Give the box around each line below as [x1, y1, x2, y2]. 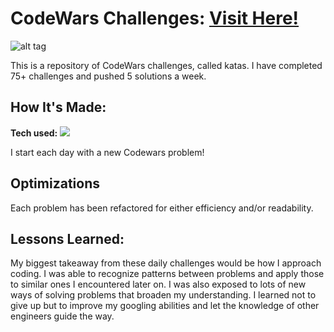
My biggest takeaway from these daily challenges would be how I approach [10, 257, 322, 269]
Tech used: [10, 127, 58, 139]
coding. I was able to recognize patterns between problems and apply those [10, 268, 325, 280]
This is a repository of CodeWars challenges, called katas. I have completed [10, 59, 323, 71]
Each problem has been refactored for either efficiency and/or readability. [10, 202, 314, 214]
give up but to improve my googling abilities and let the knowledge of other [10, 300, 320, 312]
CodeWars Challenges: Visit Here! [10, 7, 300, 30]
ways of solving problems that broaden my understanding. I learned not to [10, 289, 317, 301]
